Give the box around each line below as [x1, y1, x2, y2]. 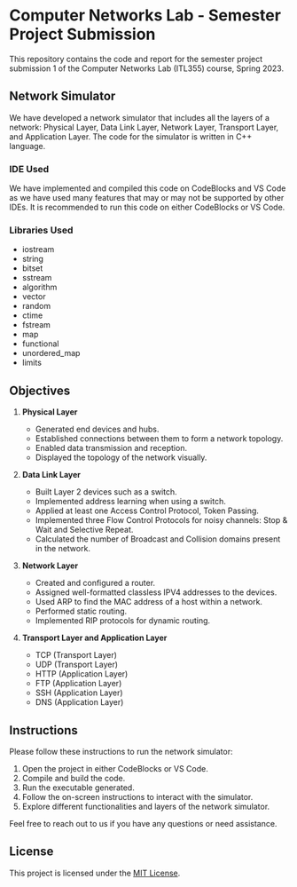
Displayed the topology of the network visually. [35, 452, 207, 463]
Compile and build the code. [21, 772, 126, 783]
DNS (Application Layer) [35, 697, 124, 708]
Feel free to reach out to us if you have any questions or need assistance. [9, 818, 277, 828]
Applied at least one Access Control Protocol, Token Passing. [35, 505, 260, 516]
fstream [21, 320, 51, 330]
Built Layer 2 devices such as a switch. [35, 487, 177, 497]
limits [21, 357, 43, 368]
